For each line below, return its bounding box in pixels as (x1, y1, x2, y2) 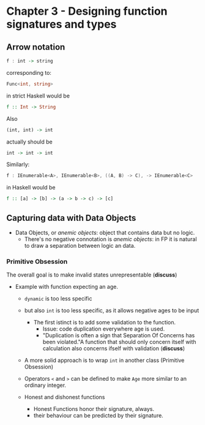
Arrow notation (6, 42, 65, 52)
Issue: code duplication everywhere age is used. (42, 325, 165, 332)
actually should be (6, 138, 53, 145)
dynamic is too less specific (24, 295, 92, 302)
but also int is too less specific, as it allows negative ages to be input (24, 307, 199, 314)
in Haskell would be (6, 184, 56, 191)
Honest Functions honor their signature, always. (33, 405, 155, 413)
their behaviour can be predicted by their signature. (33, 412, 163, 419)
